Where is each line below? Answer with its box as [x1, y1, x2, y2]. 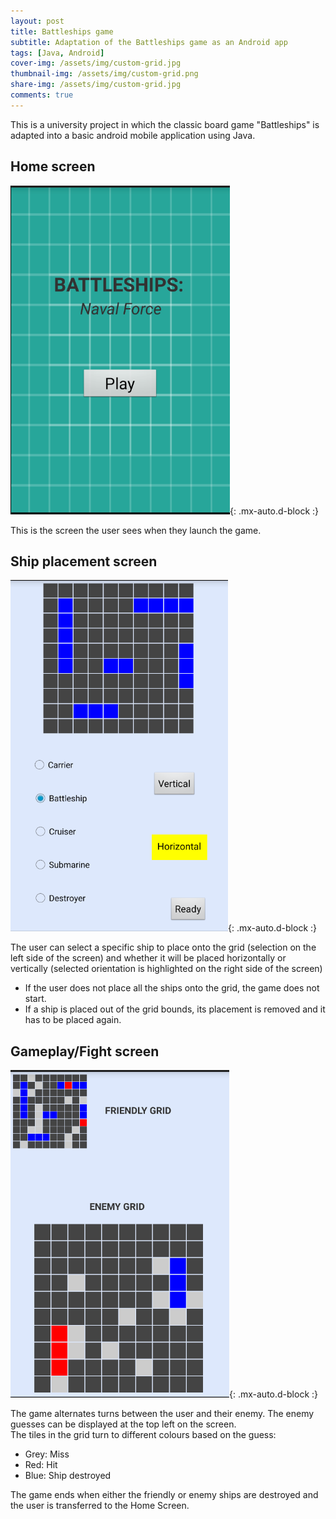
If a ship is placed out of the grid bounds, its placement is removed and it [24, 1003, 326, 1015]
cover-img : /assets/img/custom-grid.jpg [10, 58, 182, 69]
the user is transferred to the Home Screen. [10, 1500, 190, 1512]
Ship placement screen [10, 553, 158, 570]
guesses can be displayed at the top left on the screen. [10, 1418, 237, 1430]
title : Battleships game [10, 26, 114, 37]
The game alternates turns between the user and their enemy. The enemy [10, 1408, 315, 1420]
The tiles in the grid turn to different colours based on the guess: [10, 1429, 277, 1441]
